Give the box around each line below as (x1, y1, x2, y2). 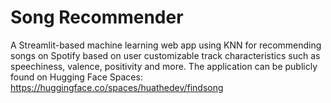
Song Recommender (10, 6, 184, 29)
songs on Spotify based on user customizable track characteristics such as (10, 49, 321, 61)
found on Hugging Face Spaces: (10, 71, 143, 83)
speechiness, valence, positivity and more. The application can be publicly (10, 60, 318, 72)
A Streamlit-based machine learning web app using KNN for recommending (10, 39, 322, 51)
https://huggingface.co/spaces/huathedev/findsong (10, 81, 224, 93)
